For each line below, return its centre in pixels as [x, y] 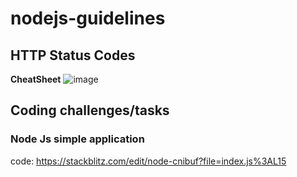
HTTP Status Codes [73, 55]
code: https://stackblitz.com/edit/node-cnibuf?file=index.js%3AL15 [148, 161]
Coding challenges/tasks [90, 110]
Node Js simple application [77, 139]
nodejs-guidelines [88, 18]
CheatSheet [36, 79]
